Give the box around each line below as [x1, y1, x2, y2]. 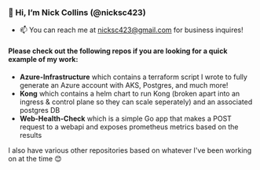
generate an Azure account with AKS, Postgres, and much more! [19, 80, 229, 89]
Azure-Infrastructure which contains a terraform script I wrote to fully [19, 72, 247, 81]
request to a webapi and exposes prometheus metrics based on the [19, 121, 239, 132]
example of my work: [8, 54, 79, 63]
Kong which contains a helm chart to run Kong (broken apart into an [19, 89, 240, 98]
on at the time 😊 [8, 154, 62, 163]
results [19, 130, 42, 139]
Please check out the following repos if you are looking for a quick [8, 46, 228, 56]
